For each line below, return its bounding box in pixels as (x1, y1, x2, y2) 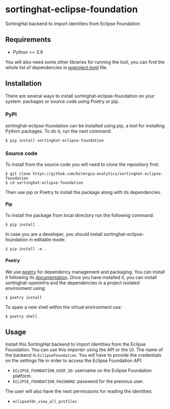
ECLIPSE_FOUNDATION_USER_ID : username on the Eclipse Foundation (12, 368, 152, 374)
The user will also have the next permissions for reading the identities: (5, 388, 153, 395)
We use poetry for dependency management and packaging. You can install (5, 269, 165, 275)
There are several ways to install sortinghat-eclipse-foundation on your (5, 93, 155, 99)
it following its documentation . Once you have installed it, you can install (5, 274, 157, 280)
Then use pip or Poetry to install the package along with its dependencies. (5, 189, 162, 196)
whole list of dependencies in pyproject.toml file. (5, 64, 108, 70)
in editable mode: (29, 236, 66, 243)
